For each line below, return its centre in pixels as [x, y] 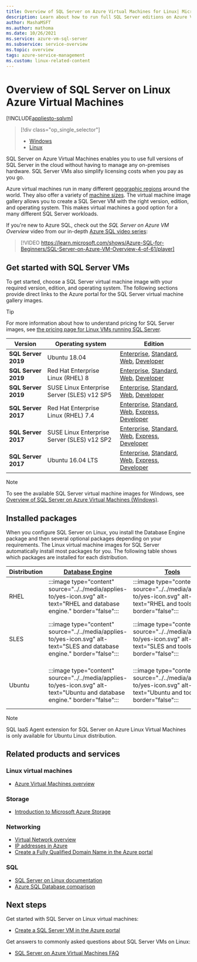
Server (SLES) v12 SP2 [79, 440]
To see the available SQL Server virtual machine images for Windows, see [95, 493]
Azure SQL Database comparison [55, 886]
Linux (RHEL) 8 [68, 378]
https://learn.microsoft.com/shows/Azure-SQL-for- [102, 243]
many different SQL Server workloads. [52, 214]
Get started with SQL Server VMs [68, 268]
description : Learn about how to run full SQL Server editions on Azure [97, 17]
